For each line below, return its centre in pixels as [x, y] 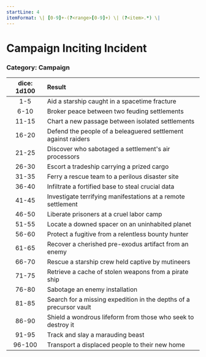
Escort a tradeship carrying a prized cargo [108, 167]
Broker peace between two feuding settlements [115, 111]
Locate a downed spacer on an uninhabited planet [119, 224]
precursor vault [69, 307]
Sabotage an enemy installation [92, 289]
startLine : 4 [23, 12]
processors [63, 156]
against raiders [68, 139]
